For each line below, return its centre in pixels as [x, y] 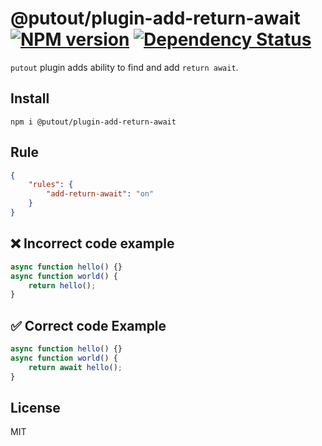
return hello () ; [62, 285]
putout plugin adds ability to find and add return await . [124, 67]
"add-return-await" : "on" [100, 194]
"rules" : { [51, 185]
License [35, 407]
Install [30, 98]
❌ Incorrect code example [92, 243]
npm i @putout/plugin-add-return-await [93, 122]
